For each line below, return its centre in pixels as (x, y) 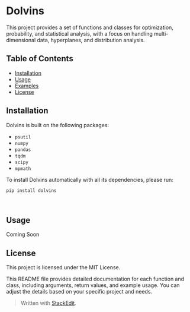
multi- (161, 33)
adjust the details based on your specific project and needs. (79, 292)
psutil (23, 137)
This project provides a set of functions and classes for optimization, (90, 27)
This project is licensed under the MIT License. (63, 267)
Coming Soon (23, 234)
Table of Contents (40, 59)
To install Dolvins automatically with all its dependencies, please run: (90, 179)
